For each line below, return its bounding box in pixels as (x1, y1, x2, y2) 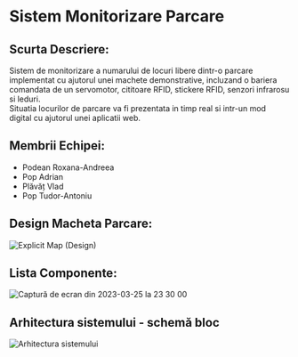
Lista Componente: (9, 265, 117, 281)
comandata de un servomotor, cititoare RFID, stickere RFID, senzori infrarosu (9, 85, 290, 94)
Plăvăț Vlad (21, 181, 64, 191)
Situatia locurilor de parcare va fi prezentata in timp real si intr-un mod (9, 103, 267, 113)
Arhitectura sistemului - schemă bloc (9, 314, 220, 330)
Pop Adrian (21, 171, 64, 182)
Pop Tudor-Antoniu (21, 190, 93, 201)
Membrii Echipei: (9, 138, 105, 153)
